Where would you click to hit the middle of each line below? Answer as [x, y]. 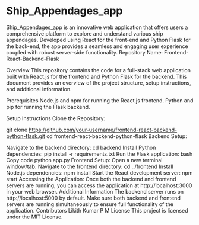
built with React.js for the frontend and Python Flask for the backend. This [97, 76]
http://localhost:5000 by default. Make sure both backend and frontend [94, 198]
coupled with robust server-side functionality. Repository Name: [85, 52]
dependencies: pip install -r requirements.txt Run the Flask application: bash [99, 154]
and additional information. [39, 89]
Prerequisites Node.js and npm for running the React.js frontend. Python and [100, 100]
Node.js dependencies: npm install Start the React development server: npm [99, 172]
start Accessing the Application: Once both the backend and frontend [91, 179]
